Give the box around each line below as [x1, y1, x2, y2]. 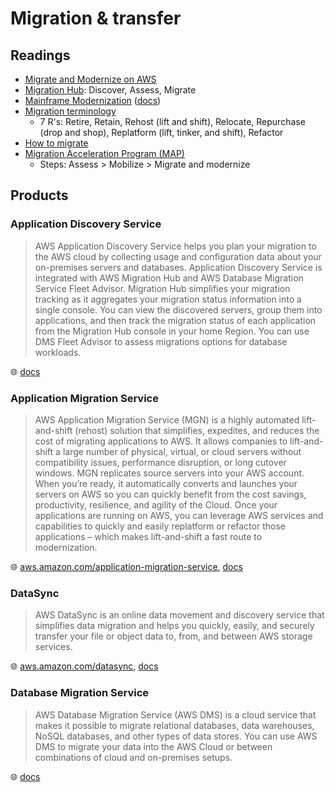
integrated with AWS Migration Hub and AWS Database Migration [34, 272, 304, 284]
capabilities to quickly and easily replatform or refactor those [34, 520, 286, 532]
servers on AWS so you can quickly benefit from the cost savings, [34, 488, 307, 500]
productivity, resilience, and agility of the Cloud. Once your [34, 498, 278, 511]
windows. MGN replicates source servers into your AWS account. [34, 467, 305, 479]
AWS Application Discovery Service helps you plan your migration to [34, 240, 317, 252]
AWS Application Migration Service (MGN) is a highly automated [34, 413, 300, 426]
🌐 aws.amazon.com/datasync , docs [10, 660, 159, 672]
